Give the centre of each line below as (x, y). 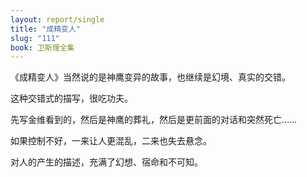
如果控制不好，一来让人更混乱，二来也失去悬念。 (111, 141)
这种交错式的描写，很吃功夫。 (71, 98)
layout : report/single (57, 19)
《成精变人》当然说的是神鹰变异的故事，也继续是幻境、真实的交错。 (150, 77)
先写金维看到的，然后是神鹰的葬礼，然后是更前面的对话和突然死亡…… (154, 120)
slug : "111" (35, 38)
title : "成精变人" (46, 29)
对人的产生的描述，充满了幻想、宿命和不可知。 (106, 162)
